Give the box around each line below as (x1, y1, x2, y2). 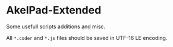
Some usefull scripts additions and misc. (6, 23, 106, 30)
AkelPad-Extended (6, 4, 102, 17)
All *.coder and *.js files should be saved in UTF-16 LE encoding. (6, 34, 168, 41)
